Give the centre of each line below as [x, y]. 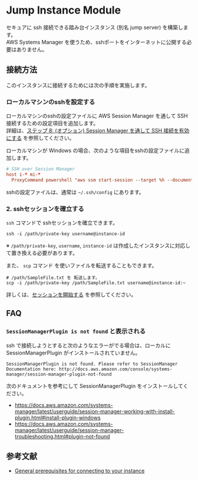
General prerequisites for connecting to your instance [80, 471]
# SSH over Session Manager [41, 169]
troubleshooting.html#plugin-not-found [62, 436]
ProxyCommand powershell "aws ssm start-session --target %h [88, 180]
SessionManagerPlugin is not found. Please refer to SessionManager [92, 364]
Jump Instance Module [64, 10]
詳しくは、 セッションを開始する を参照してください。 [71, 294]
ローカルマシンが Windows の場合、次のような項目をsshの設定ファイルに [95, 150]
